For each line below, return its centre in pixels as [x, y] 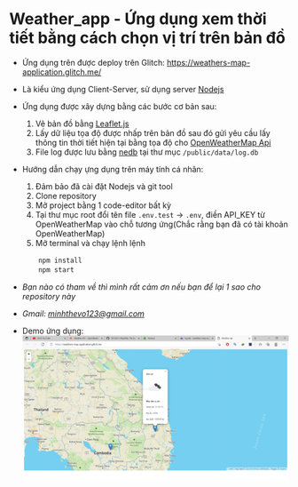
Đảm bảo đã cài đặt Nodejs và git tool [104, 186]
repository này [49, 296]
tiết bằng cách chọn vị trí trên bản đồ [147, 38]
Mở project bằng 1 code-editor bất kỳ [103, 205]
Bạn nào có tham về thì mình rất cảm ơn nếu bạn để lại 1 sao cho [141, 287]
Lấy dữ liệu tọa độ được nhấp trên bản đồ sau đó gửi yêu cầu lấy [153, 132]
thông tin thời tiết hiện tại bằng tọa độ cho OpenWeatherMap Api [153, 142]
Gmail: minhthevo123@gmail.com [83, 313]
